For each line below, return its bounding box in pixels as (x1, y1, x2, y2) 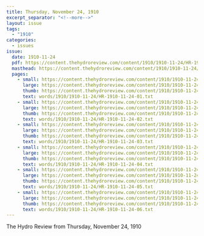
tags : (6, 25, 20, 32)
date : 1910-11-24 (12, 54, 56, 60)
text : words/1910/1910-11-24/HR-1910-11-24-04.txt (22, 161, 154, 167)
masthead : (12, 65, 36, 72)
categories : (6, 37, 36, 43)
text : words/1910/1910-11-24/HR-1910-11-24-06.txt (22, 206, 154, 212)
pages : (12, 71, 29, 77)
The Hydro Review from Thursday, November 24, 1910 (6, 223, 141, 231)
